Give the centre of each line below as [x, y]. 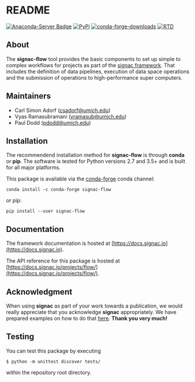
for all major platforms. [33, 168]
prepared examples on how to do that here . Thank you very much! [87, 318]
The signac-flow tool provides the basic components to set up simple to [93, 59]
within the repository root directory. [49, 372]
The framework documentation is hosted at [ [60, 243]
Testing [20, 337]
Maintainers [29, 96]
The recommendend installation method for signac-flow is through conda [95, 155]
